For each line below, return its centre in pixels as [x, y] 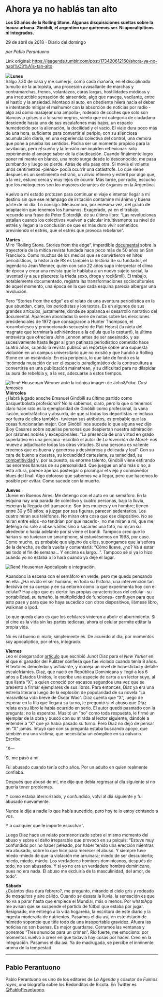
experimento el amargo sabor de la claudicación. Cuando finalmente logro [79, 154]
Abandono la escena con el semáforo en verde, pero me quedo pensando [79, 576]
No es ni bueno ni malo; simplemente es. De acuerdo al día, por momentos [80, 636]
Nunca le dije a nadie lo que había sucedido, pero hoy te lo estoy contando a [82, 811]
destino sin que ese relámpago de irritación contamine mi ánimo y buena [78, 199]
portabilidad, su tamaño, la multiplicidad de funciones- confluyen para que [80, 597]
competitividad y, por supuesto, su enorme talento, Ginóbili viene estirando [80, 460]
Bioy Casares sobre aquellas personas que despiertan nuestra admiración [79, 429]
